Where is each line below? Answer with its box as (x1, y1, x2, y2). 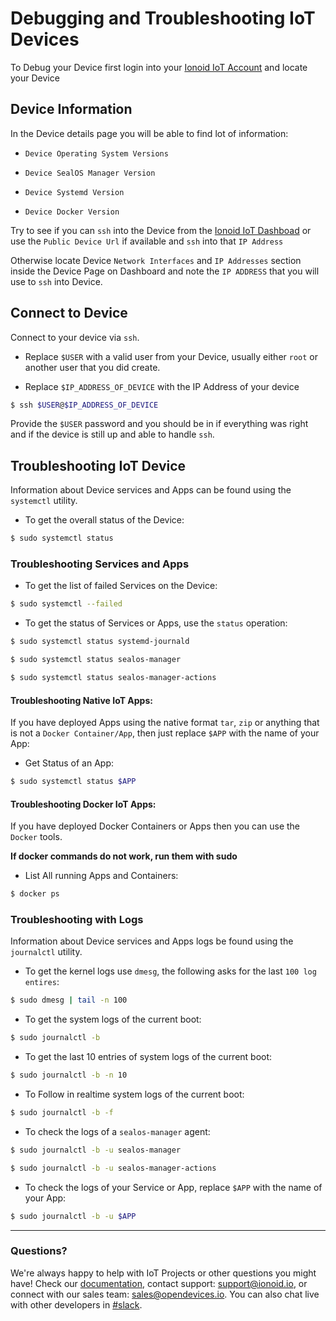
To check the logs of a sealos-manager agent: (24, 1125, 211, 1137)
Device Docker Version (24, 207, 120, 217)
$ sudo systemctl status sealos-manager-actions (10, 673, 217, 683)
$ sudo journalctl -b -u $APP (10, 1211, 137, 1221)
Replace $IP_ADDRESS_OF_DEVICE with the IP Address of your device (24, 380, 300, 392)
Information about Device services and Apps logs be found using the (10, 935, 294, 947)
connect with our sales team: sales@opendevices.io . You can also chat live (10, 1288, 320, 1300)
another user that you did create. (24, 361, 161, 373)
